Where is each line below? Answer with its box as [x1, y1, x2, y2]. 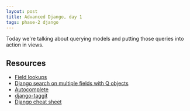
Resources [6, 58, 46, 68]
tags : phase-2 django [6, 19, 59, 25]
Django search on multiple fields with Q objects [14, 80, 129, 87]
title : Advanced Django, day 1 [6, 14, 82, 20]
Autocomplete [14, 86, 49, 93]
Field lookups [14, 74, 47, 81]
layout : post [6, 8, 38, 15]
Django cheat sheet [14, 98, 62, 105]
